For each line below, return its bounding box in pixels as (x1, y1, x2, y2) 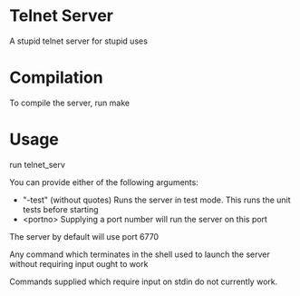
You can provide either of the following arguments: (9, 176, 199, 187)
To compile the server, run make (9, 97, 130, 108)
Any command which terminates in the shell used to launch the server (9, 249, 270, 260)
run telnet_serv (9, 159, 66, 170)
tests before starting (22, 203, 99, 214)
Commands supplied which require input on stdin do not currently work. (9, 276, 278, 287)
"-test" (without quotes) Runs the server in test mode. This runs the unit (22, 194, 292, 205)
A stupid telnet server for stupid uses (9, 35, 148, 46)
